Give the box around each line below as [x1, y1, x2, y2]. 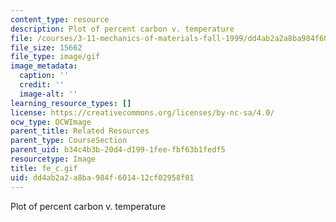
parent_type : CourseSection [10, 136, 128, 146]
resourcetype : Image [10, 154, 97, 164]
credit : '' [19, 80, 65, 90]
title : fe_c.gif [10, 163, 78, 173]
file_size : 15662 [10, 42, 83, 53]
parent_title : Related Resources [10, 126, 150, 136]
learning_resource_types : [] [10, 98, 132, 108]
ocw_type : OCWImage [10, 117, 92, 127]
